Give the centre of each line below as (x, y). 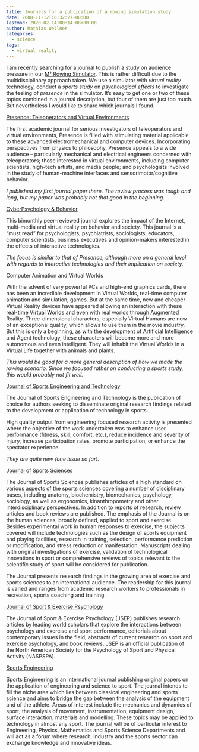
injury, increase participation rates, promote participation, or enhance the (96, 441)
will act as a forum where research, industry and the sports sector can (92, 736)
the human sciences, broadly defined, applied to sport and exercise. (90, 520)
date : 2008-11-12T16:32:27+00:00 (48, 17)
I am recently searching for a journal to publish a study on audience (89, 67)
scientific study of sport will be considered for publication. (78, 564)
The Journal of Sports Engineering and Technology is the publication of (94, 397)
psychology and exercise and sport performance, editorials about (86, 631)
